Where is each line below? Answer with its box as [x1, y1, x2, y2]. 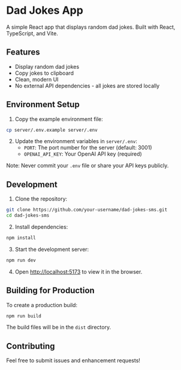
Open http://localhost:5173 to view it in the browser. [14, 268, 143, 275]
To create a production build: [6, 301, 78, 308]
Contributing [6, 341, 55, 351]
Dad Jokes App [6, 4, 84, 17]
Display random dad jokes [14, 63, 80, 70]
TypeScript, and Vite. [6, 29, 58, 37]
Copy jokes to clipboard [14, 69, 74, 77]
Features [6, 47, 40, 57]
